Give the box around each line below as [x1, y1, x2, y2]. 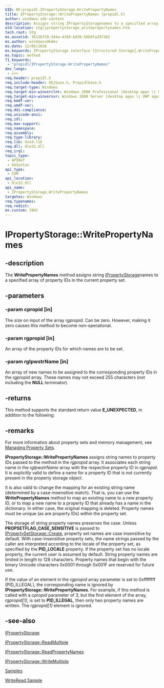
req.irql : [5, 149, 25, 154]
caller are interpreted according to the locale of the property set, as [5, 541, 141, 547]
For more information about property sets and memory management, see [5, 440, 152, 446]
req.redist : [5, 203, 29, 209]
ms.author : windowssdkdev [5, 39, 58, 44]
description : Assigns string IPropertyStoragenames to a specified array [5, 21, 159, 26]
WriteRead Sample [5, 677, 42, 683]
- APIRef [7, 158, 25, 162]
